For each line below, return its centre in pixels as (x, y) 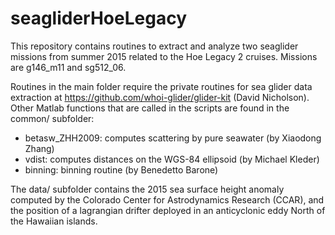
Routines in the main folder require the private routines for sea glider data (161, 86)
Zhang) (39, 148)
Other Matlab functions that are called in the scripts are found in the (150, 108)
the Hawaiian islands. (54, 221)
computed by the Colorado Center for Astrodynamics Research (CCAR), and (167, 199)
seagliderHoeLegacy (98, 18)
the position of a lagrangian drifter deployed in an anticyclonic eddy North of (168, 210)
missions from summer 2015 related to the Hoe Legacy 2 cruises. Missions (164, 56)
